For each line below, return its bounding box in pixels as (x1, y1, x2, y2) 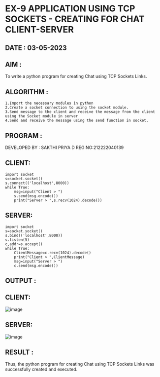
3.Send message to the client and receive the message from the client (5, 110, 155, 114)
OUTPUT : (5, 277, 36, 285)
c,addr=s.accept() (5, 241, 43, 247)
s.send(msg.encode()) (14, 193, 58, 198)
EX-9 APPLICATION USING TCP (5, 3, 135, 14)
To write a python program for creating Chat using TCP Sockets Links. (5, 74, 147, 79)
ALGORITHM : (5, 87, 48, 96)
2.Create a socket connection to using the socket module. (5, 105, 129, 110)
